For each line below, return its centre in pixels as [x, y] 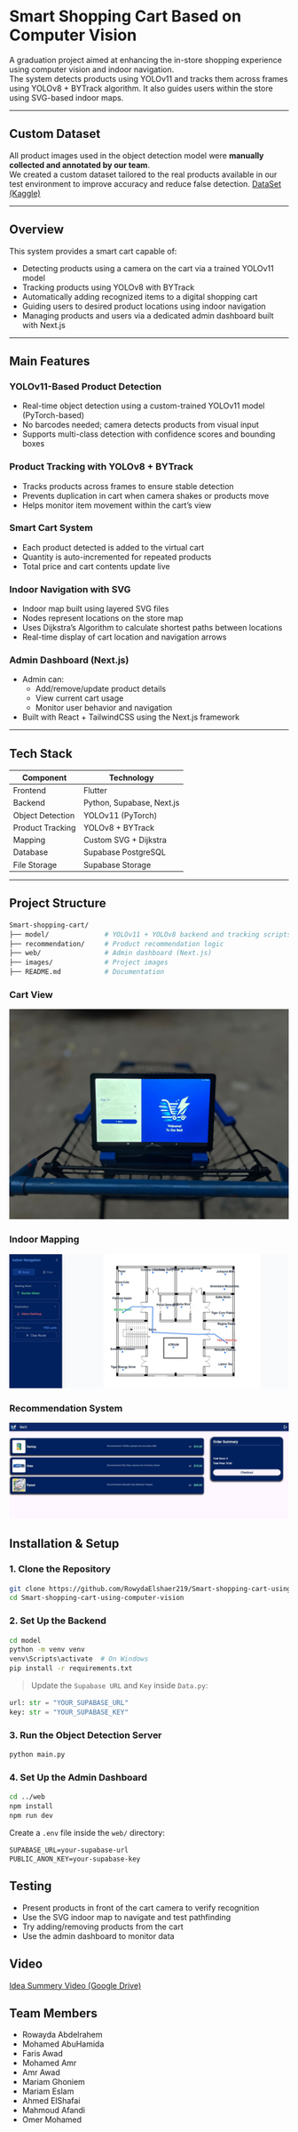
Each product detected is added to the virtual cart [113, 547]
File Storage [35, 865]
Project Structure [58, 903]
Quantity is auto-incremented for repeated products [117, 557]
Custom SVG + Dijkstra [125, 840]
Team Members [53, 2013]
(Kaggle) [25, 193]
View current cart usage [79, 698]
